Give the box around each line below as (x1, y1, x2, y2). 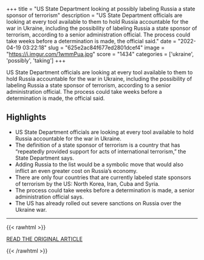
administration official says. (15, 193, 84, 200)
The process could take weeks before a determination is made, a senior (15, 186, 195, 194)
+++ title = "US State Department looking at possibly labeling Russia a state (6, 5, 195, 12)
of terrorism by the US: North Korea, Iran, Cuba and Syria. (15, 180, 160, 188)
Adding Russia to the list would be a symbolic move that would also (15, 161, 184, 168)
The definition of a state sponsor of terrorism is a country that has (15, 141, 180, 149)
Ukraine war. (15, 206, 47, 213)
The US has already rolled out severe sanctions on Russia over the (15, 199, 182, 206)
